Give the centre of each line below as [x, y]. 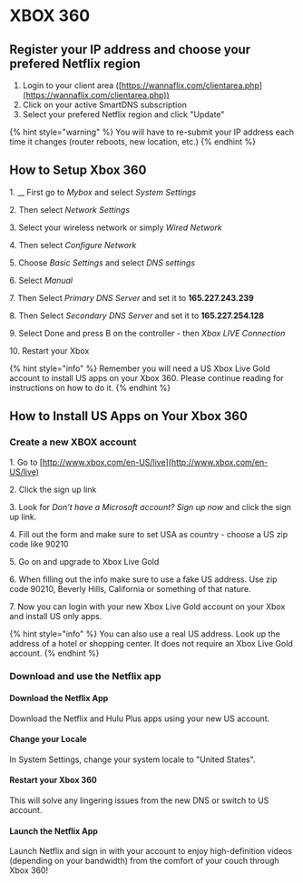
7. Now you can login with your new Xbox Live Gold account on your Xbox [147, 607]
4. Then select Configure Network [73, 245]
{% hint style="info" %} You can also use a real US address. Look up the [145, 634]
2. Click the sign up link [53, 489]
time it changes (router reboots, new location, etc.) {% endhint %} [133, 141]
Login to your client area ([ [72, 85]
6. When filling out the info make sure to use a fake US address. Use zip [144, 579]
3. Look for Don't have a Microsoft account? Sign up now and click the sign [151, 507]
